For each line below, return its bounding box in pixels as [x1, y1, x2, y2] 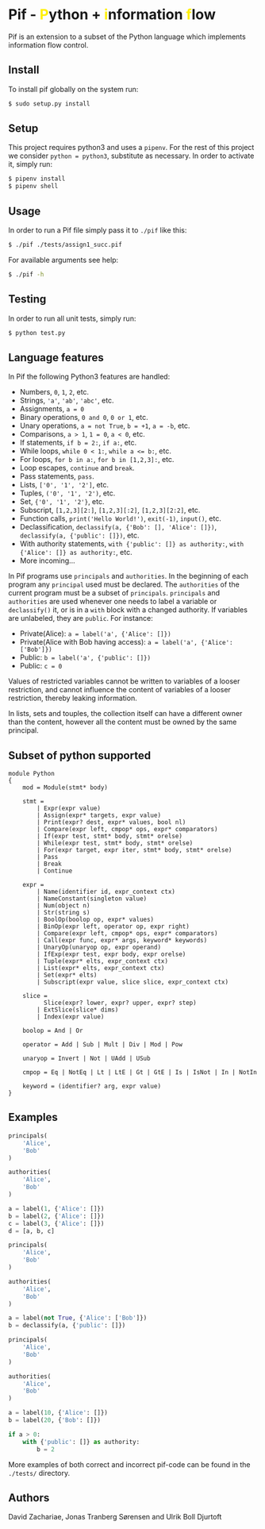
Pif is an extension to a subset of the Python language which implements [8, 32, 246, 41]
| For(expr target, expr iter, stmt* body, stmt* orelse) [36, 846, 232, 854]
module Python [8, 770, 56, 778]
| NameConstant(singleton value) [36, 895, 148, 903]
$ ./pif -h [8, 270, 44, 279]
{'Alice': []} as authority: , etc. [19, 548, 132, 557]
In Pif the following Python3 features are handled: [8, 372, 171, 382]
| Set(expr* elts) [36, 971, 98, 980]
